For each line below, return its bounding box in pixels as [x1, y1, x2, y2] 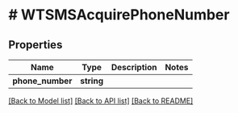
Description [111, 62, 157, 73]
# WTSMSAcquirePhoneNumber [8, 6, 230, 24]
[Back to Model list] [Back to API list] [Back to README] [8, 96, 194, 106]
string [80, 75, 103, 86]
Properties [8, 38, 63, 52]
